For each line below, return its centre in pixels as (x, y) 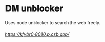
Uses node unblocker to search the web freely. (52, 22)
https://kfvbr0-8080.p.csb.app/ (37, 34)
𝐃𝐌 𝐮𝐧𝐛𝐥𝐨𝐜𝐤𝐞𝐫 (34, 9)
